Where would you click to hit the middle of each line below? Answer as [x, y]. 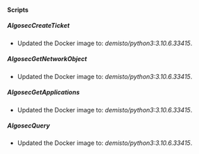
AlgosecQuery [29, 126]
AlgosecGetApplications [43, 92]
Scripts [18, 10]
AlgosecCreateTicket [38, 26]
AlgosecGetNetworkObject [47, 59]
